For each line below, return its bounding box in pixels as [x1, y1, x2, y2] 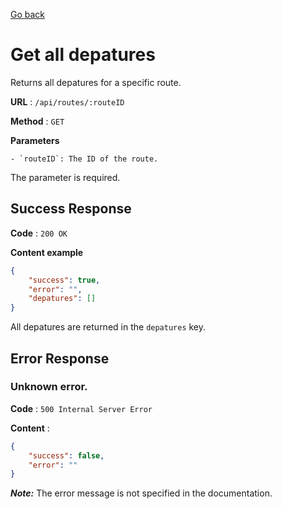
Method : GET [10, 115, 65, 127]
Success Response [10, 200, 132, 218]
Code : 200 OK [10, 227, 68, 239]
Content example [10, 246, 84, 258]
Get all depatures [10, 44, 156, 66]
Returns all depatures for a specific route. [10, 76, 182, 88]
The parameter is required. [10, 171, 121, 183]
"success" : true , [28, 275, 101, 285]
